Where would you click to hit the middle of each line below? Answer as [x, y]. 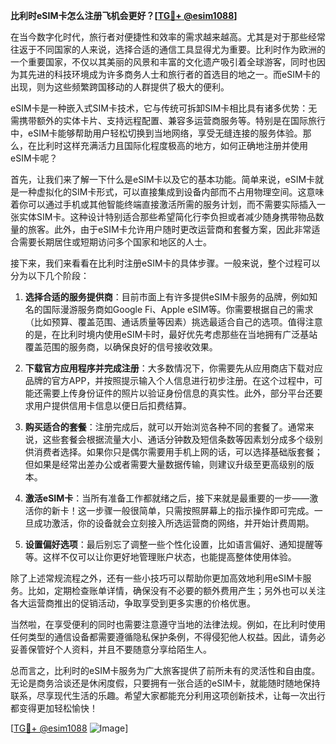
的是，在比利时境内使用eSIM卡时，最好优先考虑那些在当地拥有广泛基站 [171, 334]
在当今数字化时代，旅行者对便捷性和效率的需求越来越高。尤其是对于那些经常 [168, 37]
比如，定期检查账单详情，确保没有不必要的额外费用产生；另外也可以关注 [176, 590]
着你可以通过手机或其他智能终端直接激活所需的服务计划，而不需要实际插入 [163, 204]
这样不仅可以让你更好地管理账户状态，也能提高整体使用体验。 [169, 557]
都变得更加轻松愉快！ [54, 708]
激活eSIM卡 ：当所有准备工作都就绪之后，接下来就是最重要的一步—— [167, 498]
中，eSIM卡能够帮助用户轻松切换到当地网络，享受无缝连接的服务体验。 [156, 133]
